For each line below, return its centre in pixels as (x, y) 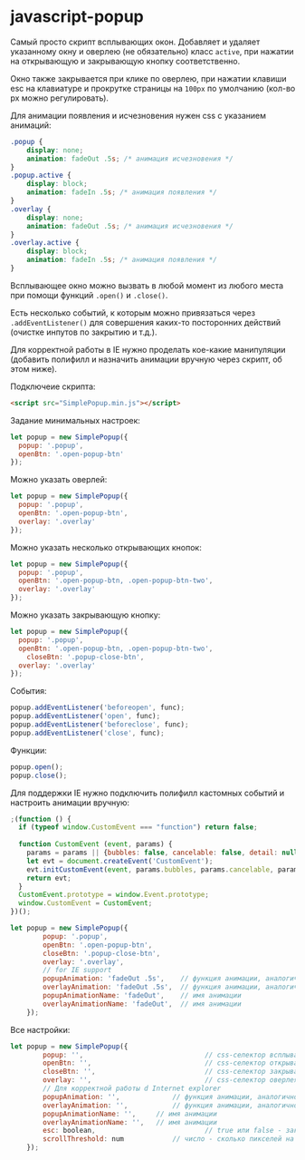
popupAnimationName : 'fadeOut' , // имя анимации (143, 996)
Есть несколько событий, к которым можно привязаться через (133, 312)
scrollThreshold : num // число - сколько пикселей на (169, 1139)
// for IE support (77, 970)
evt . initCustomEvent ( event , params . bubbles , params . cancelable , (150, 869)
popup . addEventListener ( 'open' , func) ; (86, 716)
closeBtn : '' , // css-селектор (154, 1072)
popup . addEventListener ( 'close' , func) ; (88, 733)
